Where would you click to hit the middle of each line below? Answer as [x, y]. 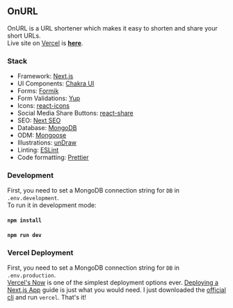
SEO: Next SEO [39, 120]
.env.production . [32, 275]
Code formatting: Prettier [53, 157]
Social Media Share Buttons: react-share [75, 113]
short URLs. [24, 35]
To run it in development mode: [52, 205]
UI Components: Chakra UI [56, 83]
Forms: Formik [38, 91]
